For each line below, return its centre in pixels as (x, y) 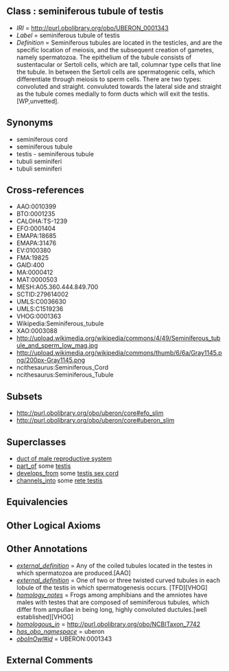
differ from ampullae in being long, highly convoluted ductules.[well (111, 609)
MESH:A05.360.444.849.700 (57, 287)
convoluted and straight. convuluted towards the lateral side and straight (119, 86)
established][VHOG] (45, 617)
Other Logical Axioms (53, 525)
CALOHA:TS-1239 (42, 221)
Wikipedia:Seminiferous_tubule (60, 323)
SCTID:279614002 (43, 295)
